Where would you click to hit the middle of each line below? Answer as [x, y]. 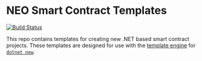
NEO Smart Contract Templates [87, 11]
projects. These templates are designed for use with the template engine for [101, 45]
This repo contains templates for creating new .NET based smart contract [98, 39]
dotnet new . [21, 51]
